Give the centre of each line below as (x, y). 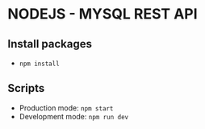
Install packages (50, 44)
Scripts (26, 88)
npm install (39, 64)
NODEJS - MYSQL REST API (103, 14)
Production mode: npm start (66, 108)
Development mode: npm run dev (74, 116)
